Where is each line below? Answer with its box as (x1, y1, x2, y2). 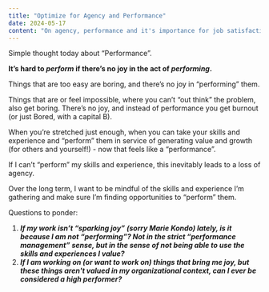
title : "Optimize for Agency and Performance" (8, 11, 167, 20)
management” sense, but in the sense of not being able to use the (19, 241, 245, 250)
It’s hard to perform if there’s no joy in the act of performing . (8, 64, 212, 74)
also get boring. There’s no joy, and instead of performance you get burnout (8, 103, 259, 113)
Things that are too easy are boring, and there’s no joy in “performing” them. (8, 79, 260, 89)
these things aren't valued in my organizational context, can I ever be (19, 266, 257, 276)
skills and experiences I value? (19, 249, 126, 258)
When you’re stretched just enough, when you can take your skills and (8, 127, 240, 137)
